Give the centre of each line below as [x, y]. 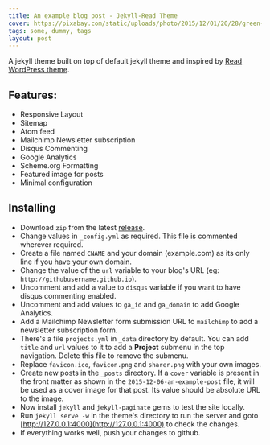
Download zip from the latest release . [82, 227]
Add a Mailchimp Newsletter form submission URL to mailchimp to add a [139, 321]
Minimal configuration [56, 183]
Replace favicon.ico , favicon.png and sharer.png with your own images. [140, 364]
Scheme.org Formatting [59, 166]
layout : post [30, 38]
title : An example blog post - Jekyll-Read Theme [93, 16]
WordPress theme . [39, 70]
